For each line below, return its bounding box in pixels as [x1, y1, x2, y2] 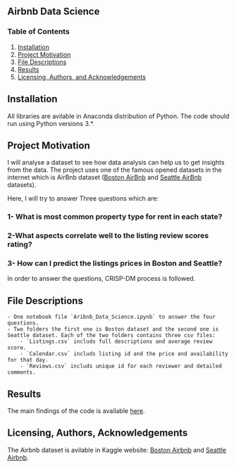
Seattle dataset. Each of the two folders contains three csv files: [7, 332, 216, 339]
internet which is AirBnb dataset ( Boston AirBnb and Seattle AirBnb [7, 173, 202, 182]
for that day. [7, 357, 49, 364]
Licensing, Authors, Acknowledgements [7, 427, 188, 439]
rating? [7, 239, 33, 249]
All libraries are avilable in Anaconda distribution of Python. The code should [7, 112, 230, 120]
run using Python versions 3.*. [7, 119, 95, 127]
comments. [7, 369, 37, 376]
